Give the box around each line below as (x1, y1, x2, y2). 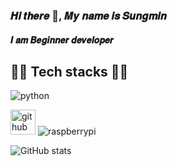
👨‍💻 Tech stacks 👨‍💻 (10, 63, 129, 80)
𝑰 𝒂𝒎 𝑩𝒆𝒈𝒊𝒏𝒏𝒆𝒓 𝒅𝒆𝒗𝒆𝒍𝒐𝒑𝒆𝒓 (10, 34, 115, 46)
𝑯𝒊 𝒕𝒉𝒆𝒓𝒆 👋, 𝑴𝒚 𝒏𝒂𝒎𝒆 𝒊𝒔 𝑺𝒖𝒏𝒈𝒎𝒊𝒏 (10, 9, 167, 23)
